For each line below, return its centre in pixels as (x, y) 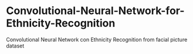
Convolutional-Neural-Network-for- (95, 11)
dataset (15, 46)
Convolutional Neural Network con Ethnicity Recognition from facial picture (97, 39)
